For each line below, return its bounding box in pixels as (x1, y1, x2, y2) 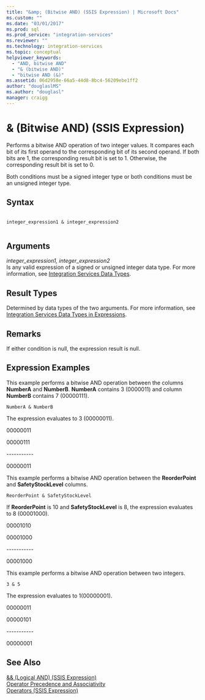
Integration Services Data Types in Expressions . (6, 311, 127, 318)
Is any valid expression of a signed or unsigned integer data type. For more (6, 263, 196, 271)
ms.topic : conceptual (6, 49, 62, 55)
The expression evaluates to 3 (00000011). (6, 414, 114, 422)
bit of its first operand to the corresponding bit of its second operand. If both (6, 148, 199, 155)
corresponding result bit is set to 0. (6, 161, 95, 168)
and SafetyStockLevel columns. (6, 480, 88, 488)
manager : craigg (6, 95, 48, 101)
